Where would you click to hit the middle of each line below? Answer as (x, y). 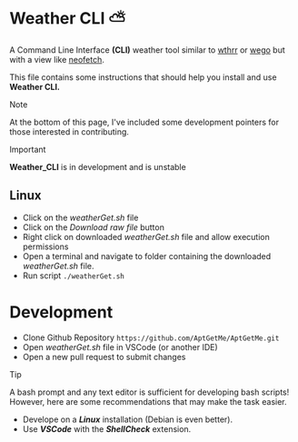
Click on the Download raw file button (94, 227)
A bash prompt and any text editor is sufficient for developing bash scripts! (149, 392)
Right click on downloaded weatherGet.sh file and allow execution (146, 236)
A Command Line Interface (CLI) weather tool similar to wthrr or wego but (148, 50)
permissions (45, 246)
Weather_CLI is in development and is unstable (98, 166)
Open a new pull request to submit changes (104, 357)
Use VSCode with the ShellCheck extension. (107, 428)
